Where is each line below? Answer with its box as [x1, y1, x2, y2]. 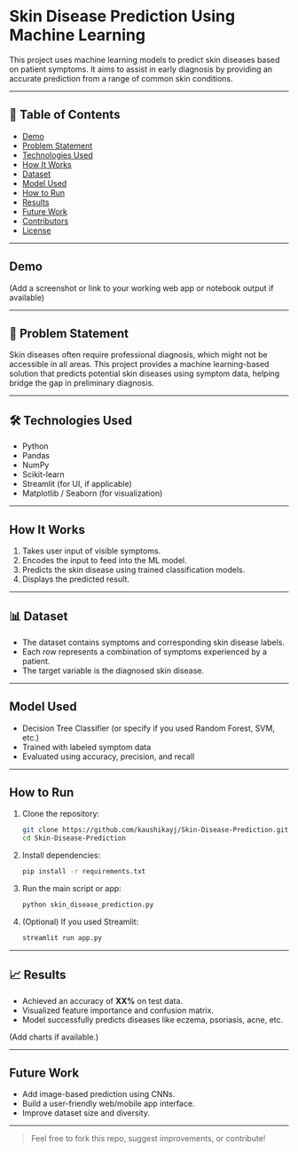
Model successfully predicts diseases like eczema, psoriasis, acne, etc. [21, 1014, 284, 1025]
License [21, 224, 51, 236]
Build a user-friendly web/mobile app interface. [21, 1098, 195, 1109]
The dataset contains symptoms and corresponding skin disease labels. [21, 637, 286, 647]
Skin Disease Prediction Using [9, 6, 236, 27]
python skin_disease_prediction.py [21, 900, 154, 910]
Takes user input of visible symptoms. [21, 545, 161, 556]
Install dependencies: [21, 850, 101, 861]
